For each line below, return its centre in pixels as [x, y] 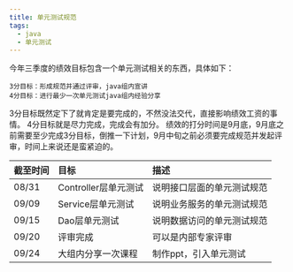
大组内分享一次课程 [98, 254]
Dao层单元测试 [89, 221]
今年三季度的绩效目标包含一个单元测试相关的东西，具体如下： [122, 68]
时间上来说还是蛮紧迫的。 [71, 147]
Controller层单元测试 [101, 188]
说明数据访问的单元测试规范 [210, 221]
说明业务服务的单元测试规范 [210, 204]
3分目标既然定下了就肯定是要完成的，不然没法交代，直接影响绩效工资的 [139, 113]
